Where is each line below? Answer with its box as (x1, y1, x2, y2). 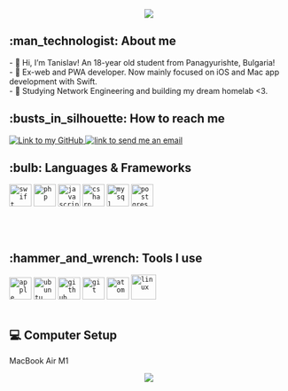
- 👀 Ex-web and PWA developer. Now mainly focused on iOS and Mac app (9, 66, 280, 77)
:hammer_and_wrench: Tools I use (9, 250, 203, 265)
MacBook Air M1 (9, 356, 69, 366)
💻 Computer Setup (9, 327, 118, 342)
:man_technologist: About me (9, 34, 176, 49)
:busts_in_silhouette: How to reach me (9, 111, 226, 127)
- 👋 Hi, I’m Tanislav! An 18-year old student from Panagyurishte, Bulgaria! (9, 57, 276, 67)
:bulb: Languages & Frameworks (9, 160, 192, 176)
